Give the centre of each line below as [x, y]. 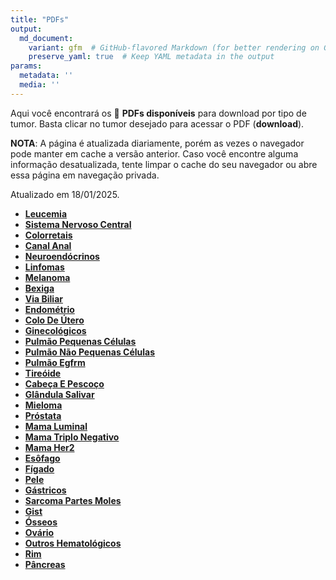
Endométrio [49, 309]
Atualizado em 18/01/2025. [65, 194]
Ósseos [41, 522]
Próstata [43, 415]
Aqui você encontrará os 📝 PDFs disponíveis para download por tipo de [158, 113]
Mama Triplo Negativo [72, 437]
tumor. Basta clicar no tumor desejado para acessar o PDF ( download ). [157, 123]
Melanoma [47, 277]
